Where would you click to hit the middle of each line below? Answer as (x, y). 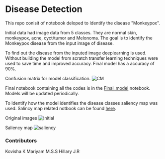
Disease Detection (44, 9)
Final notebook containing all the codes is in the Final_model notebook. (78, 88)
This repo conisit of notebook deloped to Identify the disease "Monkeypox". (83, 23)
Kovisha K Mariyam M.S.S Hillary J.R (42, 152)
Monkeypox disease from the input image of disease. (60, 43)
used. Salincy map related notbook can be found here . (61, 108)
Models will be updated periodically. (42, 93)
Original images (21, 118)
